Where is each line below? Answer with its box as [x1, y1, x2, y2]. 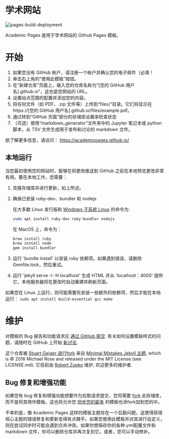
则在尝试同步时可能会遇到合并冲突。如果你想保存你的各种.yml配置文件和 [5, 422, 156, 428]
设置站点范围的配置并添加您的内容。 [12, 95, 89, 101]
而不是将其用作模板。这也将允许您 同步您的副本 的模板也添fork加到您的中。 [5, 399, 163, 405]
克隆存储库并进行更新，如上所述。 [12, 185, 84, 191]
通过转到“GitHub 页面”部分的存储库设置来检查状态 [12, 113, 117, 119]
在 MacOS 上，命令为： [12, 226, 62, 232]
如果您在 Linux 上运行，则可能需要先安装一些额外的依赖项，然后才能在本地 [5, 289, 161, 296]
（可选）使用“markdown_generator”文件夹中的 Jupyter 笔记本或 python [12, 120, 162, 126]
